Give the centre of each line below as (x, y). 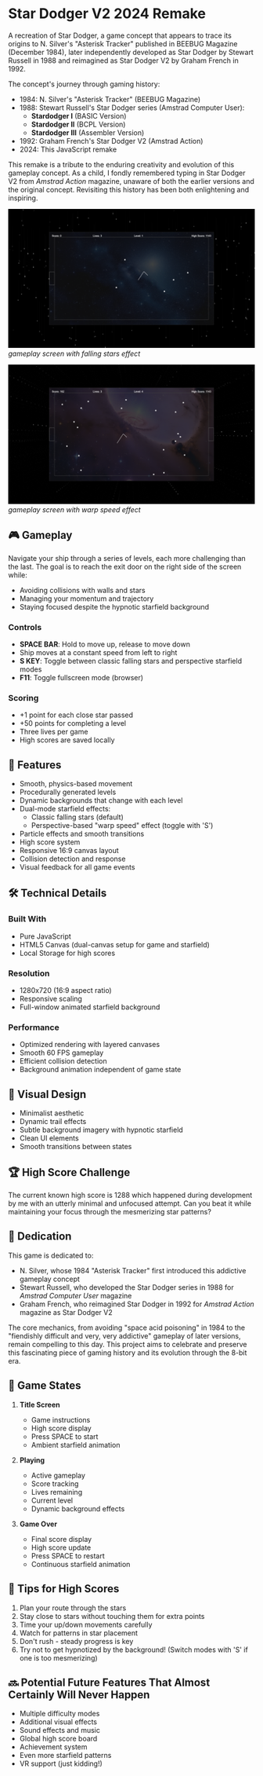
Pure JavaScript (45, 936)
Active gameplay (58, 1475)
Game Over (38, 1524)
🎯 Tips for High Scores (64, 1589)
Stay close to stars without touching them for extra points (112, 1616)
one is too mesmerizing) (58, 1657)
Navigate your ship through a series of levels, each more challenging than (127, 558)
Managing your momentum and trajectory (86, 599)
